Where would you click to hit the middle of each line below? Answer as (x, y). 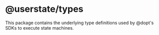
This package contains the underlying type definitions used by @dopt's (79, 23)
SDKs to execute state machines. (40, 28)
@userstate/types (44, 9)
